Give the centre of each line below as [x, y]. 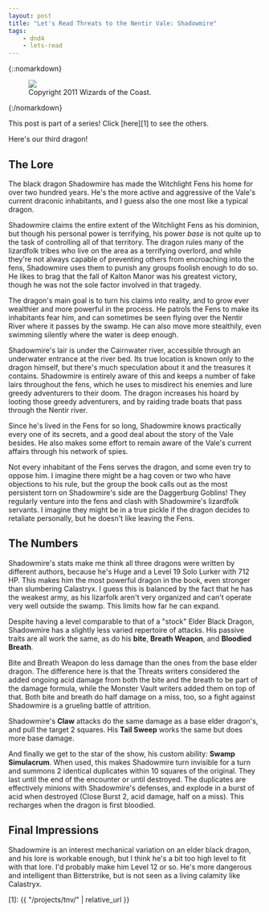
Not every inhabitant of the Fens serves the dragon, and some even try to [130, 467]
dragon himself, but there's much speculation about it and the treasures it [130, 367]
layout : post [30, 16]
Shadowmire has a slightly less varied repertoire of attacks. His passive [126, 629]
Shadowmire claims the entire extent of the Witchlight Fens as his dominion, [134, 225]
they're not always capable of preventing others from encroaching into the [131, 259]
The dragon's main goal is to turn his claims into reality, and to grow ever [129, 300]
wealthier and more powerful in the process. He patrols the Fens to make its [134, 309]
